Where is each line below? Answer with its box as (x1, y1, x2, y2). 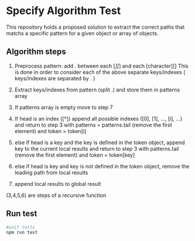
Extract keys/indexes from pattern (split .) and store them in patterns (14, 86, 180, 93)
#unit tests (6, 224, 35, 230)
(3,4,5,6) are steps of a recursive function (6, 192, 107, 199)
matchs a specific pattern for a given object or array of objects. (6, 29, 159, 36)
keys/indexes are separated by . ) (14, 74, 95, 82)
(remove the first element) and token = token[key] (14, 151, 135, 158)
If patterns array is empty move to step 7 (14, 104, 113, 111)
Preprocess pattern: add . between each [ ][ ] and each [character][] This (14, 62, 189, 69)
